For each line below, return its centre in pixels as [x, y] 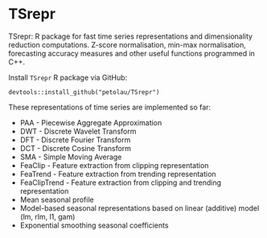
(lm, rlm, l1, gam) [47, 216]
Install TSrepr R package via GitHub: [68, 77]
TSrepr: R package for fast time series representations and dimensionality [131, 36]
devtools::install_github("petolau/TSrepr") [84, 92]
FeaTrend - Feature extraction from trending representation [118, 174]
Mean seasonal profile [57, 199]
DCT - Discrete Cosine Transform [75, 148]
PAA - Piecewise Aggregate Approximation [91, 122]
